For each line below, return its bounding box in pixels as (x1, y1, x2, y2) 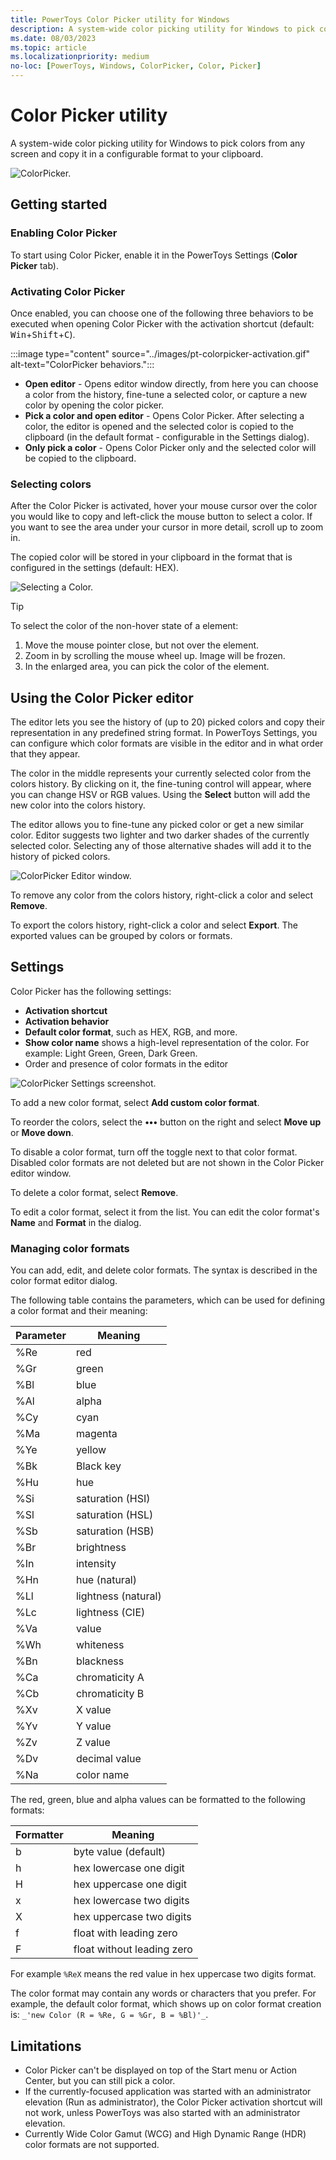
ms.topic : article (10, 42, 87, 53)
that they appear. (10, 748, 81, 760)
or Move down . (10, 1126, 74, 1138)
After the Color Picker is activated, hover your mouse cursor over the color (10, 500, 318, 512)
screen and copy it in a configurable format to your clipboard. (10, 147, 264, 160)
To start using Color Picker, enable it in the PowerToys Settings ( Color (10, 249, 298, 261)
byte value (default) (73, 1845, 167, 1859)
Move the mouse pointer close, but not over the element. (24, 639, 260, 651)
